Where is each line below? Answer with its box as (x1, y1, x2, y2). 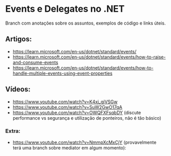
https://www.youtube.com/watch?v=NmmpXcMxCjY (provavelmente (12, 139, 157, 145)
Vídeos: (5, 85, 31, 94)
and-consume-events (12, 59, 59, 65)
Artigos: (5, 35, 32, 43)
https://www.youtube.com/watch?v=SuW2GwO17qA (12, 104, 123, 110)
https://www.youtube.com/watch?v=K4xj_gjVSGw (12, 98, 118, 105)
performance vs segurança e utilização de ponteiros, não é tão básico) (12, 115, 161, 121)
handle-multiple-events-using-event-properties (12, 70, 113, 76)
